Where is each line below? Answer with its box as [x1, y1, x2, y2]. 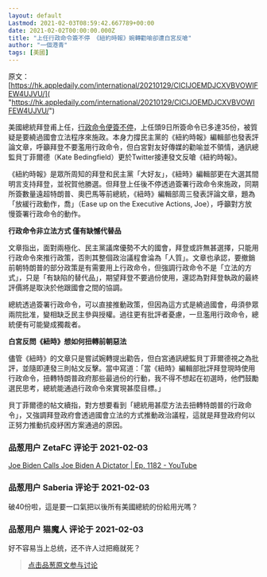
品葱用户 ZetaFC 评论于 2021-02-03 [8, 442, 149, 453]
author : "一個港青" [8, 41, 68, 49]
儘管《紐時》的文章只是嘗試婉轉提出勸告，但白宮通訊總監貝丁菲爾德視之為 [8, 354, 252, 363]
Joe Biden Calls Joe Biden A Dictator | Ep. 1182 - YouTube [8, 461, 197, 470]
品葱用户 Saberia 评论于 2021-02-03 [8, 482, 150, 493]
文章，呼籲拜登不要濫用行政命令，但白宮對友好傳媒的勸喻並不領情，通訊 [14, 143, 252, 151]
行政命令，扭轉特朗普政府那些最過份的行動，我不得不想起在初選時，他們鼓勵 [8, 374, 259, 383]
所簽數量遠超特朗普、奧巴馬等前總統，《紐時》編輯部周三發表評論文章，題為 [8, 189, 256, 198]
